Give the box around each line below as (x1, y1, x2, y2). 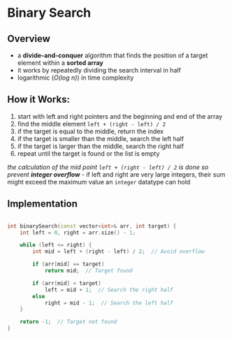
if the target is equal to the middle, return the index (17, 127, 164, 135)
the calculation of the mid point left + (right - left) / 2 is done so (7, 163, 209, 171)
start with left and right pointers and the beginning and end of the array (17, 112, 223, 120)
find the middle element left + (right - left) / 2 (17, 119, 166, 128)
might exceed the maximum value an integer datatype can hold (7, 177, 191, 186)
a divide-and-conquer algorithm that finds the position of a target (17, 51, 208, 59)
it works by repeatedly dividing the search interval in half (17, 66, 182, 74)
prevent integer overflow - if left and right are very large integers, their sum (7, 170, 226, 179)
